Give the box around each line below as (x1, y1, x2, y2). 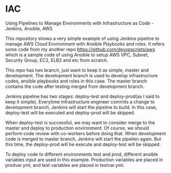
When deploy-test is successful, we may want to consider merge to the (5, 119, 155, 125)
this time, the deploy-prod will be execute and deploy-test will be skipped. (5, 141, 161, 147)
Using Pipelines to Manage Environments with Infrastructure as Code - (5, 20, 154, 26)
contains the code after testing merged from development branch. (5, 83, 144, 90)
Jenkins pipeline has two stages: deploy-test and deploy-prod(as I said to (5, 93, 160, 99)
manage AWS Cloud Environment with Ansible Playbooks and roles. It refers (5, 40, 165, 47)
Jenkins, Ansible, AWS (5, 25, 53, 31)
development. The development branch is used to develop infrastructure (5, 72, 158, 78)
